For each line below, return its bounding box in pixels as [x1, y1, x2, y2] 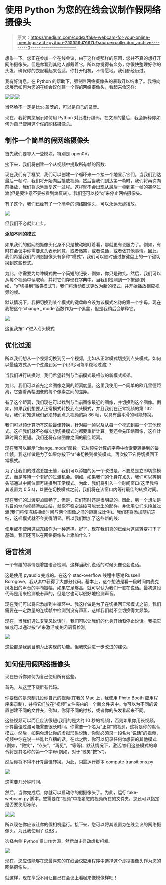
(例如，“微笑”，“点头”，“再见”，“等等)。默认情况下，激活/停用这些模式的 [5, 742, 153, 749]
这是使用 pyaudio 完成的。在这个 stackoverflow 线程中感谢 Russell [5, 572, 140, 578]
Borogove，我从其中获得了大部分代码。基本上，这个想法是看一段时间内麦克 [5, 579, 159, 585]
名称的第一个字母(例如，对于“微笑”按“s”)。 [22, 749, 110, 755]
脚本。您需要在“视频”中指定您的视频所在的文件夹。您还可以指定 [30, 796, 160, 801]
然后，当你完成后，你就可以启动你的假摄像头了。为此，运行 [5, 789, 126, 796]
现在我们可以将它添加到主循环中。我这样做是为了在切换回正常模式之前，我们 [5, 601, 161, 607]
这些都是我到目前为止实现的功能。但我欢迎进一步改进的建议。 [5, 644, 131, 650]
